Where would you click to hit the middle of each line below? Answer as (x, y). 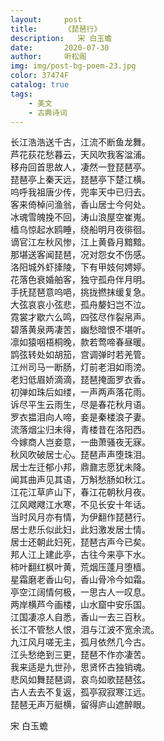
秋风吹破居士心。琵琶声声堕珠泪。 (80, 455)
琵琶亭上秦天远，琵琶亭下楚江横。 (80, 180)
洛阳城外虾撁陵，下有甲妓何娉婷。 (80, 267)
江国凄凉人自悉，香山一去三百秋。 (80, 617)
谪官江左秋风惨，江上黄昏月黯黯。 (80, 242)
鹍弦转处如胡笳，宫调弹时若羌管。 (80, 355)
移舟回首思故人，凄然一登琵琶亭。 (80, 167)
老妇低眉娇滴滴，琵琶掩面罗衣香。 (80, 380)
